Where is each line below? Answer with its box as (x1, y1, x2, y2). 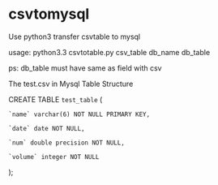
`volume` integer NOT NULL (8, 153, 100, 161)
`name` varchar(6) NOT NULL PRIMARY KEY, (8, 110, 151, 118)
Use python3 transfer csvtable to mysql (8, 32, 140, 41)
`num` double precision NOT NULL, (8, 139, 126, 147)
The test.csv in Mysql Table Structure (8, 79, 134, 88)
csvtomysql (8, 5, 90, 24)
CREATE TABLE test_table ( (8, 94, 103, 104)
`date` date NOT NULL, (8, 124, 85, 132)
